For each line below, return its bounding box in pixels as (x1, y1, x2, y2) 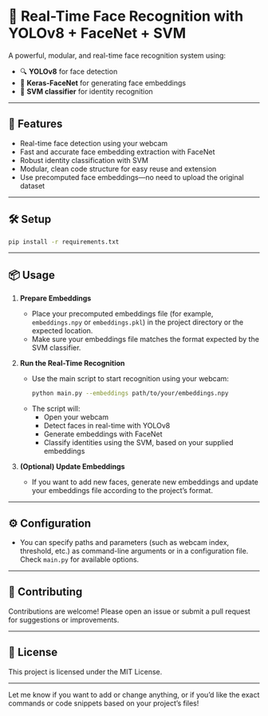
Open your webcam (43, 412, 109, 422)
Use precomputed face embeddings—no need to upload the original (19, 172, 245, 182)
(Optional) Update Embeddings (19, 462, 125, 471)
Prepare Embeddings (19, 293, 92, 303)
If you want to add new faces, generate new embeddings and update (31, 477, 259, 487)
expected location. (31, 326, 93, 336)
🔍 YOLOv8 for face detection (19, 66, 118, 76)
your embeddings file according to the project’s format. (31, 486, 214, 495)
